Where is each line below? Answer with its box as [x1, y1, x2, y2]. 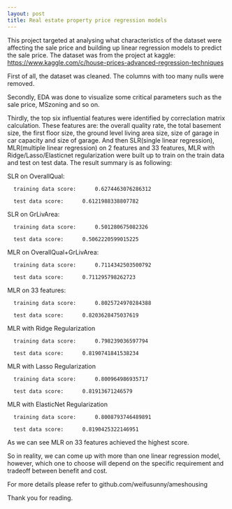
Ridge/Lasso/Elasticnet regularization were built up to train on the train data [7, 151, 225, 159]
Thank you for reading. [7, 494, 73, 502]
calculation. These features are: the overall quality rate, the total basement [7, 121, 222, 129]
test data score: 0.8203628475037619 [13, 312, 139, 319]
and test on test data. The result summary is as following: [7, 158, 173, 166]
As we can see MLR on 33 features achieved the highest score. [7, 438, 190, 446]
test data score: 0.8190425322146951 [13, 426, 139, 433]
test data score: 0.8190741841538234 [13, 350, 139, 357]
